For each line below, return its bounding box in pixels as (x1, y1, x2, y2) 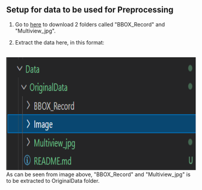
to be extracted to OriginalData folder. (6, 177, 100, 184)
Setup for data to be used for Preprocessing (6, 5, 174, 15)
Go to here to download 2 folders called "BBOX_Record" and (14, 20, 165, 28)
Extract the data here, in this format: (14, 38, 105, 46)
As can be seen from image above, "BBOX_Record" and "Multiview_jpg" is (6, 171, 191, 178)
